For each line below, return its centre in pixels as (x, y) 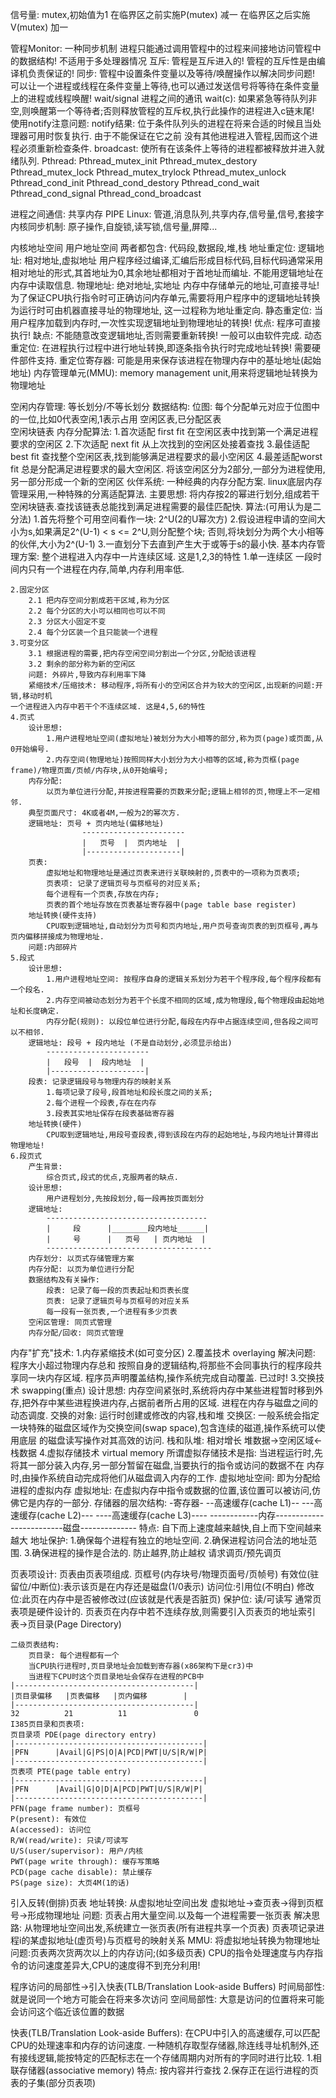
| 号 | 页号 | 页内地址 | (126, 1239)
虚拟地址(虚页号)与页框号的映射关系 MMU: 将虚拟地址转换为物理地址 (179, 1940)
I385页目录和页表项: (48, 1724)
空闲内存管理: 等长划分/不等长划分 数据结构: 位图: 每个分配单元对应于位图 (161, 406)
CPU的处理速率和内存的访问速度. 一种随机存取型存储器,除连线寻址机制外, (160, 2045)
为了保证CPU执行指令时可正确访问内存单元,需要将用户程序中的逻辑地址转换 (165, 297)
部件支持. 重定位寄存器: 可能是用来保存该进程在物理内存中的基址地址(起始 (170, 360)
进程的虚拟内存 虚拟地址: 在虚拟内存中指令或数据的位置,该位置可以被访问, (161, 1490)
